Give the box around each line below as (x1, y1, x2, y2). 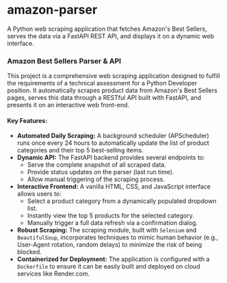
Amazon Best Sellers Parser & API (7, 56, 122, 66)
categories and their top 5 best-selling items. (16, 146, 144, 154)
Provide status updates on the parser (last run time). (27, 168, 174, 176)
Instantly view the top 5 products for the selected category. (27, 211, 195, 220)
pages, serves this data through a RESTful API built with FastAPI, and (7, 94, 202, 102)
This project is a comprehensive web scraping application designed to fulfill (7, 72, 220, 80)
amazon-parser (7, 2, 98, 18)
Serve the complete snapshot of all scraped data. (27, 161, 166, 169)
